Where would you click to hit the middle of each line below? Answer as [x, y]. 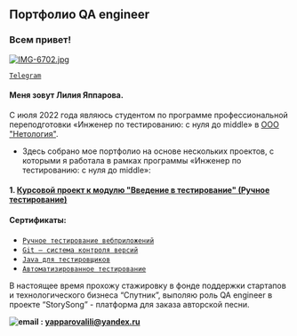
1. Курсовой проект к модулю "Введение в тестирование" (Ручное [140, 190]
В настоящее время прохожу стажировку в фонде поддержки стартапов [148, 285]
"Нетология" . [34, 133]
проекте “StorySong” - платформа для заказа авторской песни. [130, 304]
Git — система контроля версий [80, 250]
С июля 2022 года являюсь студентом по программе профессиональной [149, 115]
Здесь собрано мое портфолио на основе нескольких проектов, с [148, 151]
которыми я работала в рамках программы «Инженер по [132, 160]
